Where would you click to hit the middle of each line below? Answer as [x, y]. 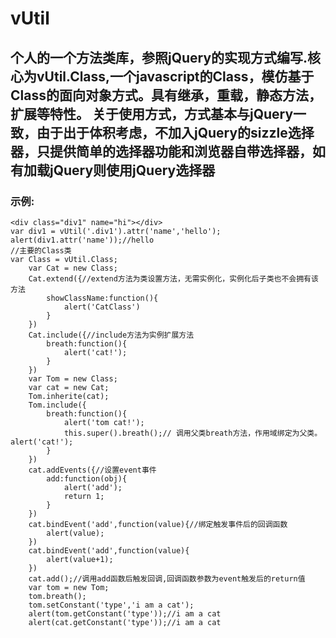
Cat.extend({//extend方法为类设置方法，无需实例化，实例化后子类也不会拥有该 [173, 278]
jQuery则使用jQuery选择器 [132, 170]
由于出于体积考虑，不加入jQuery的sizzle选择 [175, 132]
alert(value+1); [80, 559]
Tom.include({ [57, 405]
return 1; [84, 496]
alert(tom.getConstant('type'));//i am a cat [125, 613]
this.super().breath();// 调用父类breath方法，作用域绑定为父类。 [193, 433]
